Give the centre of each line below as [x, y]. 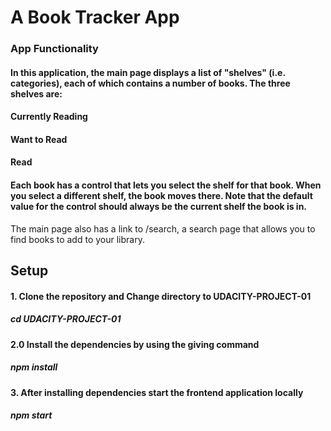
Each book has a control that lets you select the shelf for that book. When [166, 185]
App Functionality [54, 49]
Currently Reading [49, 117]
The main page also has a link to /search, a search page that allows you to [163, 228]
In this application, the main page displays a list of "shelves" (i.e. [148, 72]
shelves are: [36, 93]
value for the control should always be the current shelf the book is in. [159, 207]
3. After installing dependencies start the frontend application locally [157, 392]
